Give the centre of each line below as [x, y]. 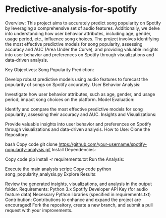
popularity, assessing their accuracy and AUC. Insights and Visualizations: [81, 114]
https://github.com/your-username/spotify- [103, 144]
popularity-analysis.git [28, 149]
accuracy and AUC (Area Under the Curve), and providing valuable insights [82, 49]
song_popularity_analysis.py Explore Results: [51, 174]
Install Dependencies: [74, 149]
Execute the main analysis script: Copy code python [58, 169]
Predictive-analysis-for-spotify [71, 9]
